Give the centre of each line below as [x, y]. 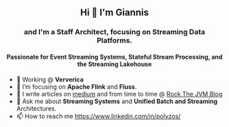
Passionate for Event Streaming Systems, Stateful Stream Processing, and [114, 57]
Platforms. [114, 40]
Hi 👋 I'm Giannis [114, 13]
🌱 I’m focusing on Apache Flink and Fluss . [76, 87]
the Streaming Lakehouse [114, 64]
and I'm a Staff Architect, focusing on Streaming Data [114, 32]
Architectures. [36, 108]
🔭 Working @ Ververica [50, 79]
